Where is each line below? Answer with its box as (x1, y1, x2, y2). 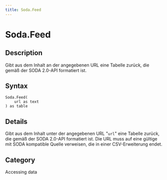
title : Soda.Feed (5, 7, 41, 12)
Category (5, 155, 35, 164)
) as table (5, 103, 28, 109)
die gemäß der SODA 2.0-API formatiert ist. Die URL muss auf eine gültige (5, 136, 157, 142)
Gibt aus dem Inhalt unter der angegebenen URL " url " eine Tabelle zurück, (5, 130, 160, 136)
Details (5, 117, 27, 125)
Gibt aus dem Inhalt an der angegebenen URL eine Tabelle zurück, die (5, 62, 149, 68)
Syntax (5, 82, 28, 90)
